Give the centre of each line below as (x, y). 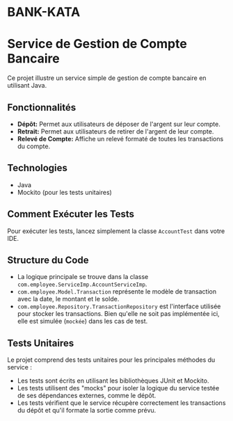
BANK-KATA (44, 12)
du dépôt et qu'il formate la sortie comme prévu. (87, 411)
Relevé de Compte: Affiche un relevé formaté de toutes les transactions (120, 138)
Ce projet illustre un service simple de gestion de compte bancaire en (107, 78)
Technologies (38, 168)
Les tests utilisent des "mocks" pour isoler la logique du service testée (118, 388)
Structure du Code (48, 260)
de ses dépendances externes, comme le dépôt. (87, 396)
